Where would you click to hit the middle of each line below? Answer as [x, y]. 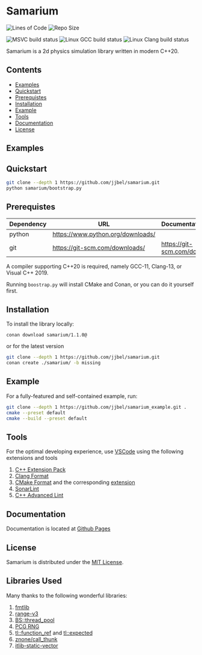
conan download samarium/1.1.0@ [47, 335]
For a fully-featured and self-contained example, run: [72, 396]
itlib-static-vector [36, 645]
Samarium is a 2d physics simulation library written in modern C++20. [93, 51]
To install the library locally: [40, 324]
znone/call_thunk [36, 639]
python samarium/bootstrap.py [44, 188]
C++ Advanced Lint [39, 495]
